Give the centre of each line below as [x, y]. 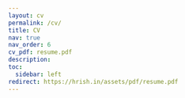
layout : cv [26, 15]
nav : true [25, 38]
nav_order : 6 [30, 45]
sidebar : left [38, 74]
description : [30, 60]
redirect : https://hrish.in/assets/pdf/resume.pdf [93, 81]
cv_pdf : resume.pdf [40, 52]
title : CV [25, 30]
